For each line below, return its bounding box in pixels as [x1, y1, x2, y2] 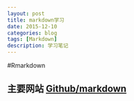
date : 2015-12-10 [7, 23, 58, 30]
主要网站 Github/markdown [7, 83, 127, 95]
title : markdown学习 [7, 17, 65, 24]
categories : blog [7, 29, 58, 37]
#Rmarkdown [7, 62, 46, 69]
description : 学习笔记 [7, 42, 69, 49]
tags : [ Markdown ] [7, 36, 58, 43]
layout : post [7, 10, 45, 17]
